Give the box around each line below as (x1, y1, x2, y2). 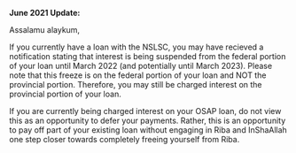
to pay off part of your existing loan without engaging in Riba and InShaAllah (9, 125, 288, 135)
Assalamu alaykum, (9, 25, 81, 34)
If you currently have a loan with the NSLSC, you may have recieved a (9, 42, 264, 52)
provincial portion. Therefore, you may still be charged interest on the (9, 80, 263, 89)
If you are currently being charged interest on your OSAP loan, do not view (9, 106, 282, 116)
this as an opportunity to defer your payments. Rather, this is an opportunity (9, 115, 286, 126)
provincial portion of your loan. (9, 88, 121, 99)
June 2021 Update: (9, 8, 81, 18)
